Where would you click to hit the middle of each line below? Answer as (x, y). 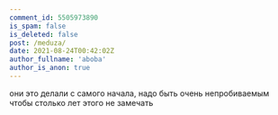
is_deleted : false (44, 34)
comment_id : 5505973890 (54, 18)
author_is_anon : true (50, 68)
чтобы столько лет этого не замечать (81, 102)
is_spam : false (38, 26)
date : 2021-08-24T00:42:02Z (62, 51)
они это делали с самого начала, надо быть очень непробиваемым (139, 93)
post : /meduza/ (38, 43)
